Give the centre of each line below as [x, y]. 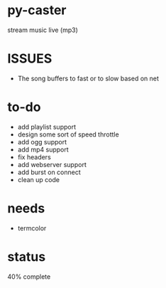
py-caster [37, 10]
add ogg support [42, 142]
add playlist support [47, 127]
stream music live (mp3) [43, 30]
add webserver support [52, 164]
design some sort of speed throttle [68, 134]
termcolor [32, 228]
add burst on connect [49, 172]
